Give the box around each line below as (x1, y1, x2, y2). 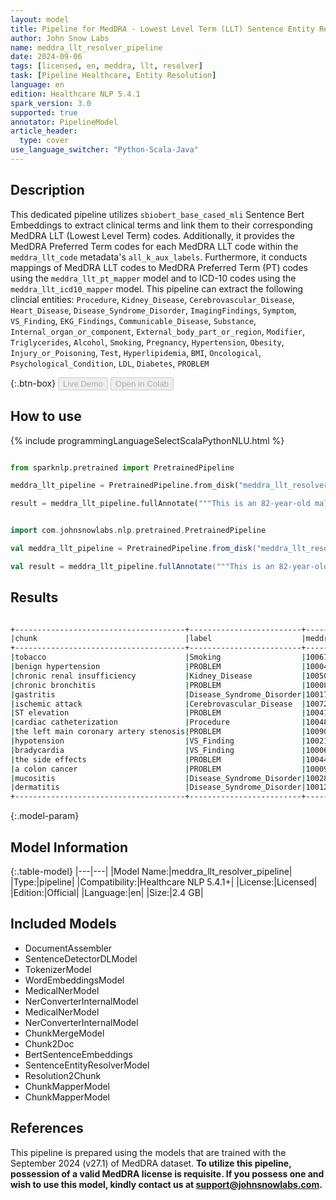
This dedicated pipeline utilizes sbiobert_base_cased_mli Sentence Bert (10, 208, 305, 220)
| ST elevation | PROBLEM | (10, 708, 307, 718)
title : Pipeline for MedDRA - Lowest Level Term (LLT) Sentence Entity (10, 24, 315, 34)
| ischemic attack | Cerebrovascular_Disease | (10, 699, 307, 709)
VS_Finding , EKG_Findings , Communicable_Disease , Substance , (10, 314, 257, 326)
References (10, 1120, 84, 1137)
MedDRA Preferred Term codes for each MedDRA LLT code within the (10, 240, 299, 252)
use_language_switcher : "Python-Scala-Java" (10, 145, 199, 155)
